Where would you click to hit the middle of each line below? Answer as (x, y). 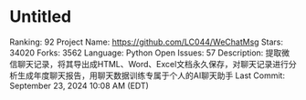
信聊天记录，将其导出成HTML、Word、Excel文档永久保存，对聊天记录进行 (149, 64)
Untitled (41, 17)
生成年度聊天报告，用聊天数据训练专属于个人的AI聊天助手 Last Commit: (151, 75)
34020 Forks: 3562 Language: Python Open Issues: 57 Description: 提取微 (150, 53)
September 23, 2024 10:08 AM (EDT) (79, 85)
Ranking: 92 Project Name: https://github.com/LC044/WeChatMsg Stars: (146, 42)
